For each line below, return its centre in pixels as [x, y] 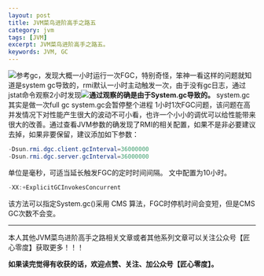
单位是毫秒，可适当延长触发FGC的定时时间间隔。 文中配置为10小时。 [120, 172]
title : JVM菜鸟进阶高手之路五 [52, 23]
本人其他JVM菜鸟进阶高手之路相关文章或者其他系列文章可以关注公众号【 [126, 237]
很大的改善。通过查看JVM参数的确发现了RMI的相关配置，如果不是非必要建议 [132, 124]
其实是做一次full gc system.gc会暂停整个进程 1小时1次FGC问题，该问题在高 [130, 105]
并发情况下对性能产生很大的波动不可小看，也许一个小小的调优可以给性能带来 [132, 114]
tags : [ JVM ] [27, 37]
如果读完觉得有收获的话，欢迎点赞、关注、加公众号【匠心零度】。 [113, 263]
